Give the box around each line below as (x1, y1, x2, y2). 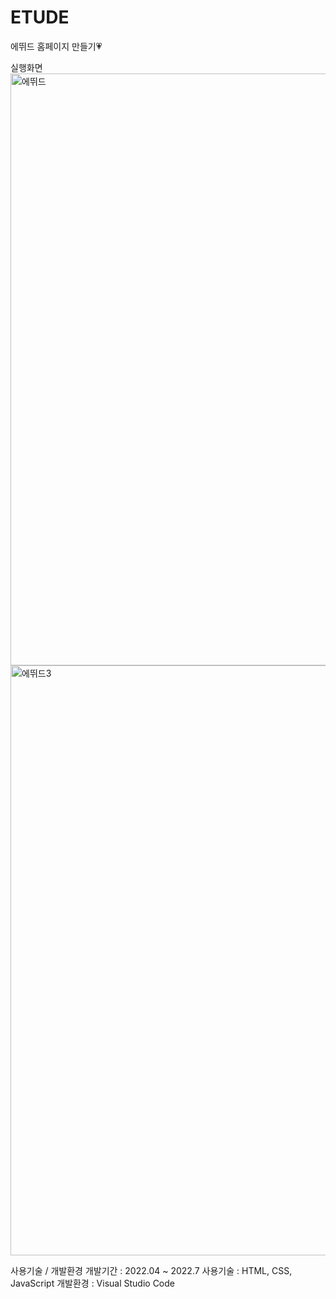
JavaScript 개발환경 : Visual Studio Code (10, 1277, 176, 1289)
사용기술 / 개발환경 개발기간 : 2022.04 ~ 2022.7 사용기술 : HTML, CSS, (10, 1264, 293, 1276)
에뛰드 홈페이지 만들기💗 (10, 40, 103, 52)
